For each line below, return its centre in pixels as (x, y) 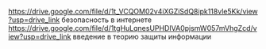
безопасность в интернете (107, 20)
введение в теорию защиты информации (142, 36)
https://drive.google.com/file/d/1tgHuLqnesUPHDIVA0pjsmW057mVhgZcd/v (133, 28)
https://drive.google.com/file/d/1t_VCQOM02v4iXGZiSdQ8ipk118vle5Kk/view (133, 11)
